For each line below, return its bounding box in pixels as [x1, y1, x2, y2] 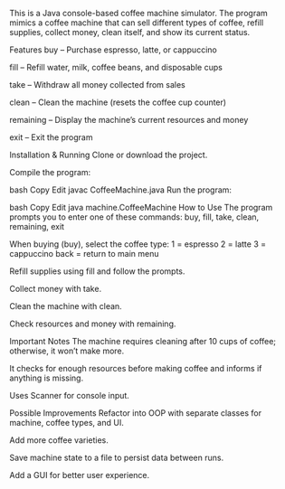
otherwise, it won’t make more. [9, 345, 125, 356]
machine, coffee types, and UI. [9, 418, 124, 428]
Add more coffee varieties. [9, 435, 109, 446]
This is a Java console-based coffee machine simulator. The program [9, 8, 269, 18]
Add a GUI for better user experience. [9, 470, 150, 480]
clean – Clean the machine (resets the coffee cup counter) [9, 97, 227, 108]
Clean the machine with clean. [9, 301, 122, 311]
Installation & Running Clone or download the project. [9, 149, 208, 160]
